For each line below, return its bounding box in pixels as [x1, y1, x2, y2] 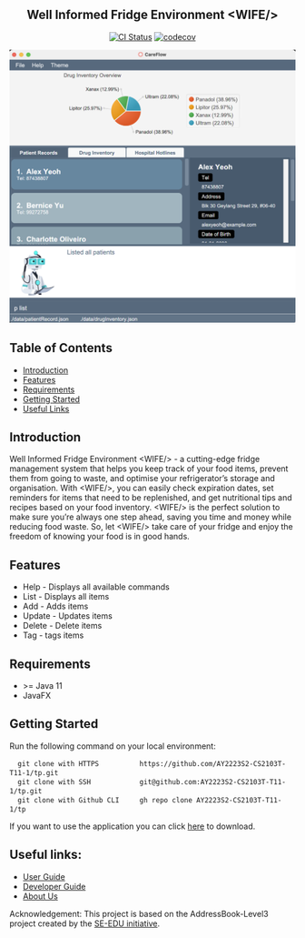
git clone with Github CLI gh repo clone [17, 795, 193, 804]
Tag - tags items [22, 630, 84, 640]
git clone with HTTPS [17, 759, 100, 768]
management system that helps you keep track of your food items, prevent [9, 463, 289, 474]
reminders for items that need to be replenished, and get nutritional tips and [9, 492, 292, 503]
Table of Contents [9, 340, 113, 356]
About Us [22, 891, 59, 902]
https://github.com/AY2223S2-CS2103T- [139, 759, 286, 768]
